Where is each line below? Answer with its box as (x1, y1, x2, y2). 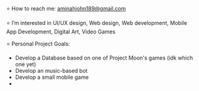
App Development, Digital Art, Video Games (6, 28, 116, 35)
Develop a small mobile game (15, 73, 89, 81)
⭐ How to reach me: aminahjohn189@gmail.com (6, 5, 126, 12)
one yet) (15, 61, 36, 68)
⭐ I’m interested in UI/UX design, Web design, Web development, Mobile (6, 19, 187, 26)
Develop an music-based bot (15, 67, 88, 74)
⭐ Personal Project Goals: (6, 40, 70, 47)
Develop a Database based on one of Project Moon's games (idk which (15, 54, 193, 61)
